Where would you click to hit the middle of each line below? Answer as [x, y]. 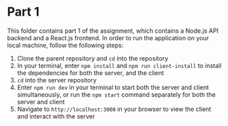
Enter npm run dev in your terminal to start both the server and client [113, 87]
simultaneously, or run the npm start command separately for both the [116, 94]
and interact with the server [56, 116]
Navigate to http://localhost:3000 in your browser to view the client [114, 109]
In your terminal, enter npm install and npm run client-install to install [119, 65]
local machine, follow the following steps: [65, 45]
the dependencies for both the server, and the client [90, 73]
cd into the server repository [57, 80]
